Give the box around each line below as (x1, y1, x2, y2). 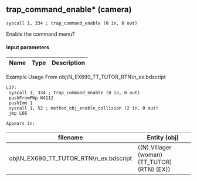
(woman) (137, 151, 163, 159)
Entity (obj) (147, 134, 179, 142)
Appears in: (6, 121, 35, 127)
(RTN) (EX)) (137, 165, 171, 173)
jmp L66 (8, 111, 28, 117)
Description (52, 59, 85, 67)
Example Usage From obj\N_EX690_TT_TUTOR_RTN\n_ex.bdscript (6, 73, 166, 81)
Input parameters (6, 44, 50, 51)
